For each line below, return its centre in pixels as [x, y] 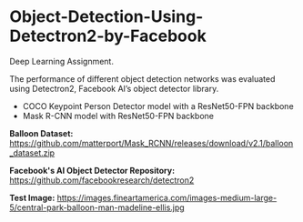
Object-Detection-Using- [106, 17]
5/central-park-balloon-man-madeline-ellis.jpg [97, 207]
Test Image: [32, 197]
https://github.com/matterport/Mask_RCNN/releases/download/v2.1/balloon [151, 143]
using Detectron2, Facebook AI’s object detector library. [114, 88]
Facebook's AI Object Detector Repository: [92, 170]
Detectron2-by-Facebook [108, 36]
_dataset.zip [32, 153]
